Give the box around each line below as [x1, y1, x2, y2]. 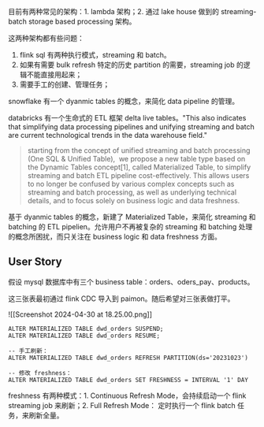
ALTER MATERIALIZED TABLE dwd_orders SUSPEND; [8, 325, 164, 332]
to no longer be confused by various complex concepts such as [27, 180, 235, 188]
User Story [8, 255, 62, 269]
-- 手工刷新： [8, 347, 49, 355]
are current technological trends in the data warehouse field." [8, 131, 207, 139]
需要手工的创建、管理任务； [19, 80, 110, 89]
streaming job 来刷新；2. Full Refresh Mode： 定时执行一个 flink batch [8, 400, 236, 410]
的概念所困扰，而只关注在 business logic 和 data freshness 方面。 [8, 232, 222, 241]
